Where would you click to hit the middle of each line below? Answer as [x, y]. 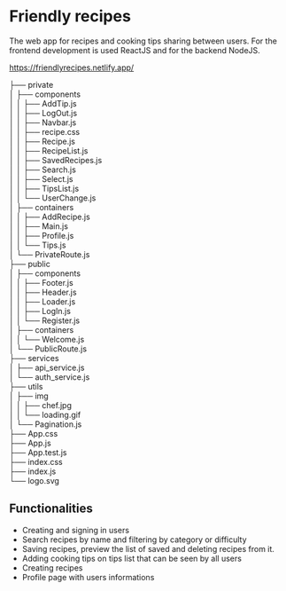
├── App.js [30, 443]
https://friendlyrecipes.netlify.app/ [72, 67]
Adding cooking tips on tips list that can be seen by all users [131, 558]
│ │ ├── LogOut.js [43, 113]
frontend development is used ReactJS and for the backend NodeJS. [135, 50]
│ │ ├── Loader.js [43, 301]
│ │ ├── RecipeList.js [49, 150]
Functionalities [51, 509]
